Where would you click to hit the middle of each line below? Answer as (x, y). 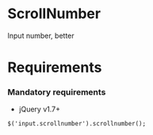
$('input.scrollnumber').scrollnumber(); (77, 124)
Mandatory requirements (57, 92)
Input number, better (41, 36)
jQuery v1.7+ (40, 109)
